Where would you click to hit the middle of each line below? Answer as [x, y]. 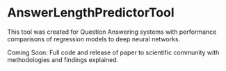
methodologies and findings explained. [63, 59]
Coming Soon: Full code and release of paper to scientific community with [113, 52]
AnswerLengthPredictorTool [91, 13]
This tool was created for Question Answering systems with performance [112, 32]
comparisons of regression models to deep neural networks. [94, 39]
